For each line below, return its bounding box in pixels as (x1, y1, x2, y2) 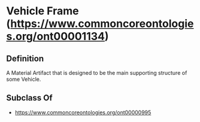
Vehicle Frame (6, 4, 79, 18)
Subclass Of (6, 93, 53, 103)
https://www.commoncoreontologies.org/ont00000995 (14, 109, 151, 116)
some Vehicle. (6, 76, 41, 83)
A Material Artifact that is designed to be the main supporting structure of (6, 69, 187, 76)
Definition (6, 53, 44, 63)
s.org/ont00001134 (6, 30, 105, 43)
